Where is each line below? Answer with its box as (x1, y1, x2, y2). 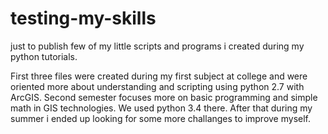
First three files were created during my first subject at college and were (10, 70, 308, 82)
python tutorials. (10, 50, 78, 62)
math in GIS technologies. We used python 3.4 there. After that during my (10, 102, 313, 114)
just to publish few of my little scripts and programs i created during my (10, 40, 305, 52)
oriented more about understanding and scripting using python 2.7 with (10, 80, 305, 92)
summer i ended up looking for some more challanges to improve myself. (10, 112, 311, 124)
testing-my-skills (10, 7, 157, 30)
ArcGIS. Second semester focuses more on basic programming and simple (10, 91, 318, 103)
